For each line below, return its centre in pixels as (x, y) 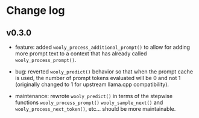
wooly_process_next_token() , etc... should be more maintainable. (95, 109)
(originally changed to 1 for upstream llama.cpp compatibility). (92, 84)
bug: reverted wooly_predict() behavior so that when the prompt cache (104, 72)
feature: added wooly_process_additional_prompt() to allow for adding (103, 47)
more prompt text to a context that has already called (81, 54)
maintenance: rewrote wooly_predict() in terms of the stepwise (94, 96)
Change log (36, 11)
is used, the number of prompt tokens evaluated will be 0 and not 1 (98, 78)
